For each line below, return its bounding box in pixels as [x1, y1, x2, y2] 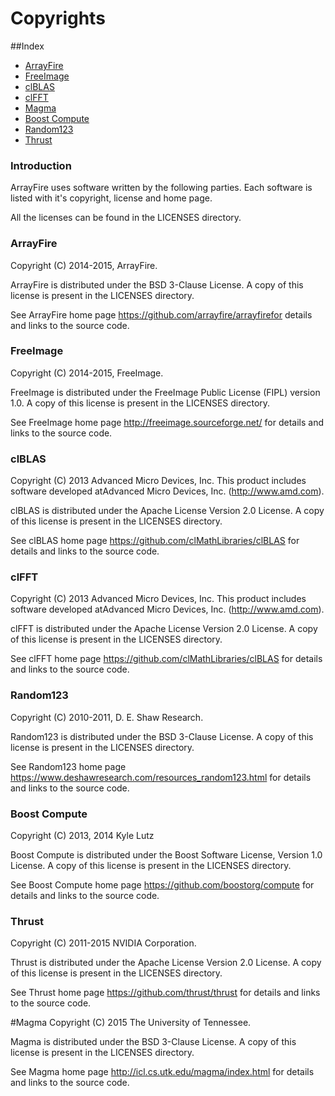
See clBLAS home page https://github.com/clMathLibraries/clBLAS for [10, 535, 300, 547]
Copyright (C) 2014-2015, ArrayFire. [10, 259, 158, 271]
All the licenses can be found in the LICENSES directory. [10, 212, 242, 224]
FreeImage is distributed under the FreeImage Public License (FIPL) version [10, 386, 321, 398]
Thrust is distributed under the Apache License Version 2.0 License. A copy [10, 957, 322, 969]
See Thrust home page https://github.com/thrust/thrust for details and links [10, 987, 321, 999]
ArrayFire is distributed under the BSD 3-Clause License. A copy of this [10, 278, 304, 291]
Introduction [10, 158, 72, 172]
